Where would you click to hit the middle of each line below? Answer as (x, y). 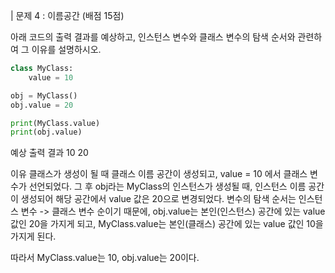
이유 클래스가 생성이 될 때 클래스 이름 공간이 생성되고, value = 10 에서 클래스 (159, 174)
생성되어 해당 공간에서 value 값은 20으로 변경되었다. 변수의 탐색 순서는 (158, 199)
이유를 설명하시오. (66, 49)
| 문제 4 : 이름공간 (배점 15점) (67, 15)
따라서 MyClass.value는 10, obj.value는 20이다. (105, 258)
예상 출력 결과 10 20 (49, 153)
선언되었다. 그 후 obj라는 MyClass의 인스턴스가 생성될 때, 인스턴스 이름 (167, 186)
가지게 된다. (33, 236)
